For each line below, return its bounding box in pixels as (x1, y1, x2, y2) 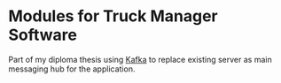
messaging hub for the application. (8, 64, 136, 74)
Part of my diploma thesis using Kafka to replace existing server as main (8, 54, 272, 64)
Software (8, 25, 77, 45)
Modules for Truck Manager (8, 6, 218, 26)
